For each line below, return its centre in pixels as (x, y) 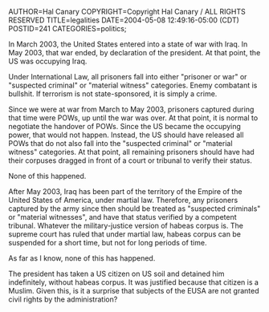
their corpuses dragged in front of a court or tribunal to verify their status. (130, 160)
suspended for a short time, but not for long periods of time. (108, 243)
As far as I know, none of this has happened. (82, 258)
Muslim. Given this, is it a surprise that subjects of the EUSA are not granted (134, 291)
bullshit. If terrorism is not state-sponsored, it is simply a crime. (113, 94)
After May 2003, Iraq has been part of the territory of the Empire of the (125, 191)
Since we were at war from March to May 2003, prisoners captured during (131, 109)
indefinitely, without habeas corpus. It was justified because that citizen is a (134, 282)
